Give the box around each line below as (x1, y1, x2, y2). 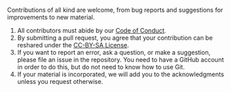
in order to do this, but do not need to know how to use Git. (17, 63, 185, 71)
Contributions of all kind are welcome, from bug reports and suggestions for (7, 6, 223, 14)
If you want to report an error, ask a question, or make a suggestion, (17, 48, 211, 56)
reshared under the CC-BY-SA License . (17, 41, 130, 49)
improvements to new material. (7, 13, 95, 21)
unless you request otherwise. (17, 78, 103, 85)
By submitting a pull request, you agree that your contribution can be (17, 34, 213, 42)
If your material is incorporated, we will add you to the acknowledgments (17, 70, 224, 78)
